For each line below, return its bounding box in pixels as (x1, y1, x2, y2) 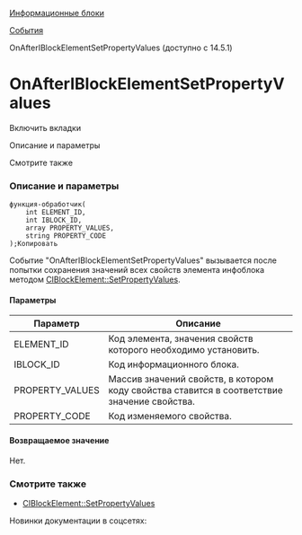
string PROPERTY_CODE (25, 232, 106, 241)
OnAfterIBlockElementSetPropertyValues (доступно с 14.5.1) (9, 42, 233, 53)
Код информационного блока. (108, 358, 240, 371)
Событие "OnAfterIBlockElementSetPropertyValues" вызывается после (9, 255, 277, 266)
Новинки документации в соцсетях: (9, 515, 147, 526)
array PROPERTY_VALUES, (25, 224, 115, 232)
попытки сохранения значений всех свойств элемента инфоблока (9, 265, 265, 276)
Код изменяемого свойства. (108, 410, 232, 423)
